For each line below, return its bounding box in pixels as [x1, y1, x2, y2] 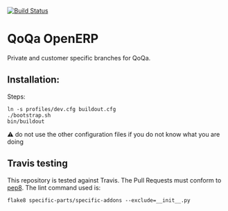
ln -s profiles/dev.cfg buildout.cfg [7, 105, 116, 112]
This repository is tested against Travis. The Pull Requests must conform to [7, 176, 222, 184]
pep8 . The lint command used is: [7, 183, 101, 192]
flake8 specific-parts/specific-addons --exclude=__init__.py [7, 196, 191, 204]
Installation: [7, 74, 60, 86]
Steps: [7, 92, 26, 101]
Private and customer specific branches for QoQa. [7, 53, 151, 62]
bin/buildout [7, 118, 45, 125]
